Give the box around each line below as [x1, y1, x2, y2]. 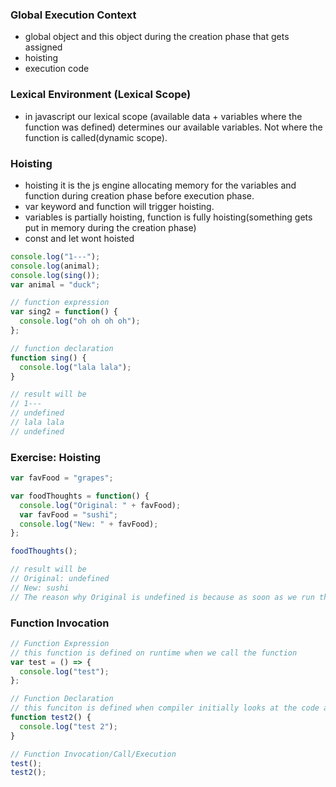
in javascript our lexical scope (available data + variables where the [24, 110, 303, 122]
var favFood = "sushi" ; [19, 509, 118, 520]
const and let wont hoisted [24, 232, 135, 244]
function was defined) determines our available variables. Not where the [24, 121, 323, 133]
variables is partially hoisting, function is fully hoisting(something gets [24, 211, 313, 223]
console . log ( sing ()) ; [10, 270, 101, 280]
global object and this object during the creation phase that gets [24, 31, 290, 43]
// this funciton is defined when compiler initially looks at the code [10, 703, 320, 713]
